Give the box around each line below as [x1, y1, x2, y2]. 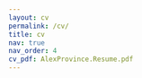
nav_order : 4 [8, 47, 58, 56]
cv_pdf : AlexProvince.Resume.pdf [8, 55, 134, 64]
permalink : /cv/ [8, 22, 69, 30]
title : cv [8, 30, 46, 39]
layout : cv [8, 13, 49, 22]
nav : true [8, 38, 46, 48]
